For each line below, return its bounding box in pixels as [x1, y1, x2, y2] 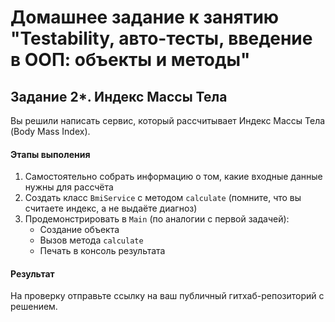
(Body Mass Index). [10, 126, 91, 137]
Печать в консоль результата [39, 245, 166, 257]
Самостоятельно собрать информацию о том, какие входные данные [24, 171, 323, 183]
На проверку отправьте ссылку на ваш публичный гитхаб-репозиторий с [10, 290, 325, 302]
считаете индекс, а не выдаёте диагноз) [24, 202, 198, 215]
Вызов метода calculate [39, 234, 144, 246]
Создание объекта [39, 224, 120, 236]
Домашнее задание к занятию [10, 6, 280, 29]
